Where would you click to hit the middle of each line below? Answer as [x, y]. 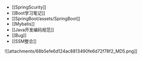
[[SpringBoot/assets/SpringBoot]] [46, 19]
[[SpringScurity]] [29, 7]
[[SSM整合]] [24, 41]
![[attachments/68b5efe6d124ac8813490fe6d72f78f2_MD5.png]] [71, 51]
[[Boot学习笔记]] [28, 13]
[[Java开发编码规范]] [33, 30]
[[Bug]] [19, 35]
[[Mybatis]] [23, 24]
